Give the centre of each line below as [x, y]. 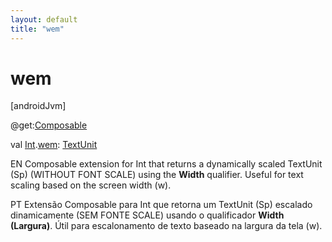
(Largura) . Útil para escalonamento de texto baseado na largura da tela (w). [166, 226]
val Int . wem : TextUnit [54, 145]
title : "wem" [37, 29]
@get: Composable [49, 125]
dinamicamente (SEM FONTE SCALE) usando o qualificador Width [147, 215]
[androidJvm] [38, 106]
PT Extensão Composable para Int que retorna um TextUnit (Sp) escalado [161, 205]
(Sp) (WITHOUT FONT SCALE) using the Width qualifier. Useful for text [157, 175]
